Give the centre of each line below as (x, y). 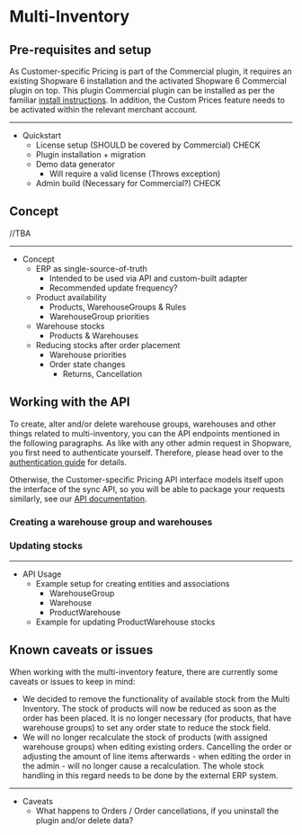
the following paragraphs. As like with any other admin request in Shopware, (151, 443)
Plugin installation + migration (91, 154)
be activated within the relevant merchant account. (103, 109)
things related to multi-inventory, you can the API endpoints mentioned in (145, 433)
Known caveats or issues (81, 650)
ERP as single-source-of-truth (92, 268)
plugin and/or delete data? (84, 820)
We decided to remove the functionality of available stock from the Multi (156, 698)
